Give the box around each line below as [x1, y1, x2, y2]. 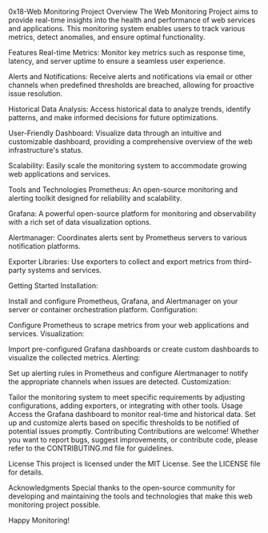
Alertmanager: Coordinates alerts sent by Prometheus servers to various [8, 233, 247, 242]
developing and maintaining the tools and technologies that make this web [8, 491, 254, 501]
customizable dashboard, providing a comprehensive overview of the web [8, 137, 253, 146]
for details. [8, 467, 44, 477]
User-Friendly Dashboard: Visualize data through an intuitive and [8, 128, 222, 138]
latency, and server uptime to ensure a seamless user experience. [8, 56, 226, 66]
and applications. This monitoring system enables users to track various [8, 24, 246, 33]
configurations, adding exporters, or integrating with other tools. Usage [8, 401, 243, 411]
